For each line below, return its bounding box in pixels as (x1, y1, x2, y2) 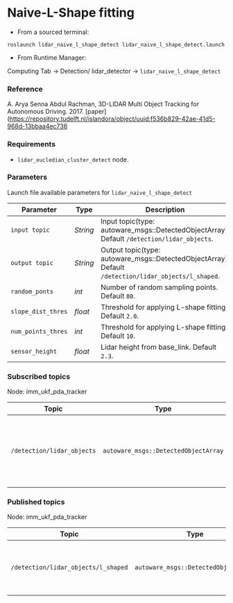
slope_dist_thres (10, 307, 68, 315)
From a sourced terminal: (17, 28, 89, 36)
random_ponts (10, 287, 54, 296)
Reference (7, 84, 43, 94)
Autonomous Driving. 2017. (7, 108, 84, 116)
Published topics (7, 498, 65, 507)
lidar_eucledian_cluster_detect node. (17, 155, 129, 164)
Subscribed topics (7, 371, 71, 381)
